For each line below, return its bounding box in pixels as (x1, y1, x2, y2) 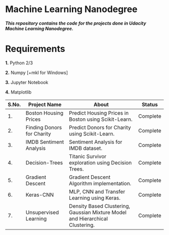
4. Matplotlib (5, 89, 32, 95)
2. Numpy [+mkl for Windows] (5, 69, 68, 75)
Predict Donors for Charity (68, 124, 131, 131)
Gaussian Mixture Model (68, 209, 127, 216)
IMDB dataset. (68, 144, 103, 151)
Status (141, 101, 158, 108)
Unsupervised (26, 209, 59, 216)
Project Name (28, 101, 62, 108)
